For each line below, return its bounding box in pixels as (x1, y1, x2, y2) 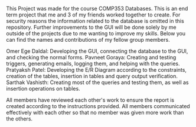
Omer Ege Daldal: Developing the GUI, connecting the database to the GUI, (6, 48, 188, 55)
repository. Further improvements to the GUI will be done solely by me (6, 24, 177, 31)
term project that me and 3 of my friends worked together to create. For (6, 11, 181, 18)
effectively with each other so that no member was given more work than (6, 109, 184, 116)
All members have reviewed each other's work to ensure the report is (6, 96, 175, 103)
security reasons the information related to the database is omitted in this (6, 18, 184, 24)
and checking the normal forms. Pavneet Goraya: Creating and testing (6, 54, 177, 61)
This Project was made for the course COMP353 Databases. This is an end (6, 5, 188, 12)
